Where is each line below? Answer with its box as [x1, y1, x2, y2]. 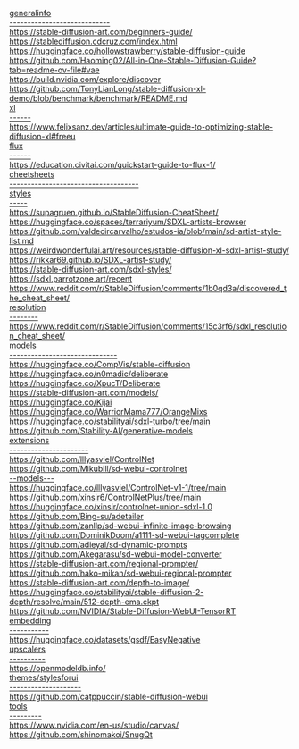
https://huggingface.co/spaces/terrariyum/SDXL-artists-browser [9, 216, 247, 227]
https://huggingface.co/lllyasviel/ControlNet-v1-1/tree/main [9, 483, 227, 492]
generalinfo [9, 8, 52, 18]
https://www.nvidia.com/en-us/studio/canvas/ [9, 720, 179, 730]
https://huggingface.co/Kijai [9, 397, 112, 408]
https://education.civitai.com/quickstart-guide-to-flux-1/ [9, 160, 216, 170]
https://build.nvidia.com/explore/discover [9, 74, 162, 84]
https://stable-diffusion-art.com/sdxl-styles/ [9, 264, 172, 274]
